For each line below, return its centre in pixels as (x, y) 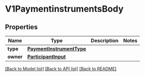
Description (105, 41)
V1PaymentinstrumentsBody (64, 9)
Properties (21, 27)
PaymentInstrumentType (57, 49)
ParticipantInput (47, 57)
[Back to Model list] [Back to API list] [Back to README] (61, 69)
